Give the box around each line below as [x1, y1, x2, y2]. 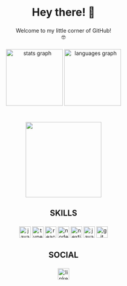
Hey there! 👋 [31, 5, 96, 19]
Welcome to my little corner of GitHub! [15, 27, 112, 34]
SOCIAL [48, 250, 79, 260]
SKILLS [49, 208, 78, 218]
